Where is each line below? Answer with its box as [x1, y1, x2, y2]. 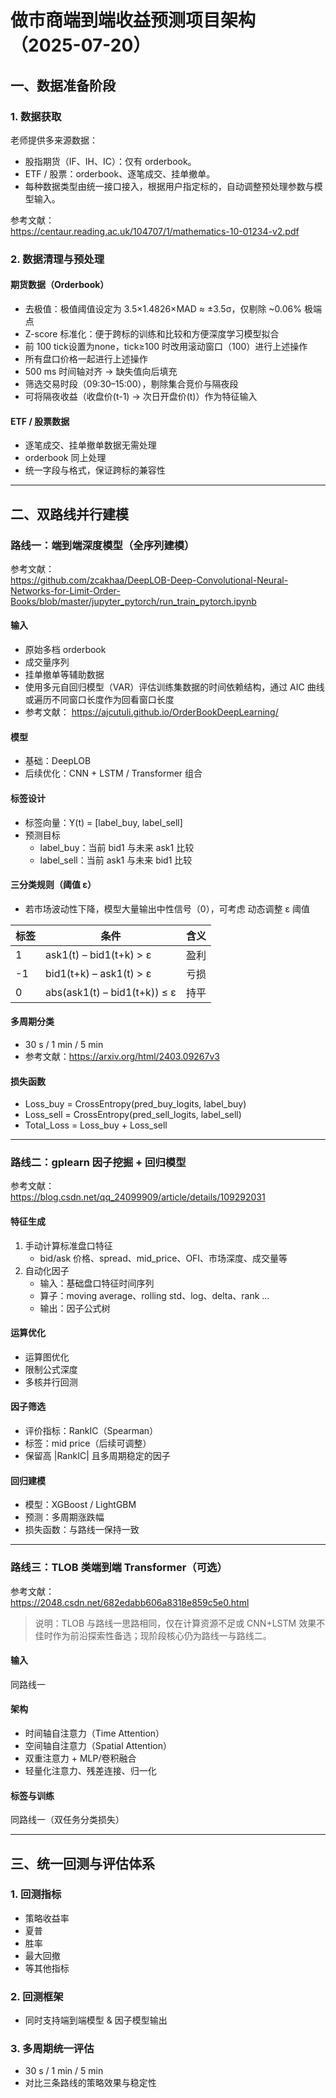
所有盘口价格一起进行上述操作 [24, 353, 148, 365]
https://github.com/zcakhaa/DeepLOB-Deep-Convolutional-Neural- [10, 574, 289, 586]
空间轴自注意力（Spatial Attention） [24, 1739, 172, 1751]
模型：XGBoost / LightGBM [24, 1499, 137, 1511]
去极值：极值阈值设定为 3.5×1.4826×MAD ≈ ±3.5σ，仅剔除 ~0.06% [24, 303, 303, 315]
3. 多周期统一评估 [10, 2042, 95, 2056]
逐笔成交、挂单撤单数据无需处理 [24, 439, 157, 451]
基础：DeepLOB [24, 755, 92, 767]
